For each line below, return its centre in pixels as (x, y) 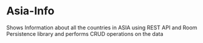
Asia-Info (30, 11)
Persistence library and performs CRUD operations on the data (85, 33)
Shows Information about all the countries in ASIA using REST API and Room (102, 27)
